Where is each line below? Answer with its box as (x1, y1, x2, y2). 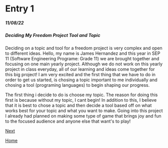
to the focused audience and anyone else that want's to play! (5, 118, 131, 124)
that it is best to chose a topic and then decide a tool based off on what (5, 102, 152, 108)
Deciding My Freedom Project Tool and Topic (5, 32, 100, 38)
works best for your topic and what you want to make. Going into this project (5, 108, 163, 114)
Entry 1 (5, 3, 34, 14)
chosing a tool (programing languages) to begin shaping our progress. (5, 82, 150, 88)
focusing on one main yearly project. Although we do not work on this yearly (5, 61, 163, 67)
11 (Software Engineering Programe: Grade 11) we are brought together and (5, 55, 159, 61)
